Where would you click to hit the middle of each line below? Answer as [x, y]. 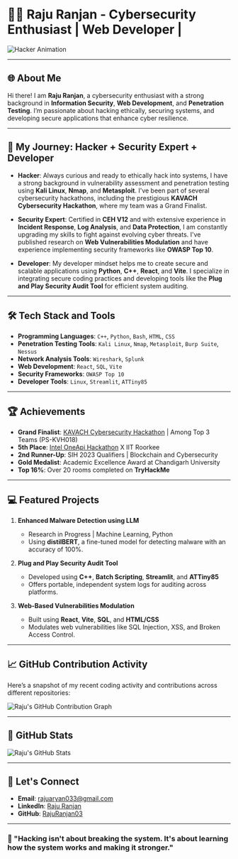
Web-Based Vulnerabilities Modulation [76, 606]
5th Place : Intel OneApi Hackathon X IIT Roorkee [89, 448]
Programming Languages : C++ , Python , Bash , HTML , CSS [96, 336]
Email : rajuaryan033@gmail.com [65, 799]
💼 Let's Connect [43, 782]
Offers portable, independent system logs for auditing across [117, 584]
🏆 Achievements [46, 411]
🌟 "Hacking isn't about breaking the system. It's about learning [118, 839]
